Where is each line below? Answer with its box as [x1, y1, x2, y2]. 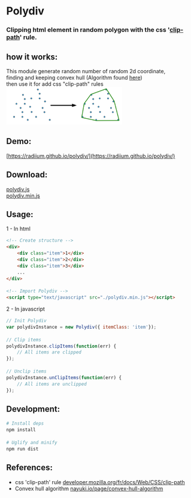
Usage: [6, 209, 34, 220]
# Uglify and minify [6, 440, 58, 446]
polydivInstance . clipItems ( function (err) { [6, 343, 117, 349]
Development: [6, 404, 60, 414]
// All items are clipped [17, 349, 82, 355]
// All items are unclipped [17, 381, 87, 387]
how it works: [6, 52, 58, 62]
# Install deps [6, 421, 44, 427]
